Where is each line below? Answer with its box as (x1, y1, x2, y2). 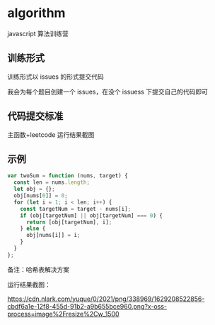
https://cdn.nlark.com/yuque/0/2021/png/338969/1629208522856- (7, 294, 205, 303)
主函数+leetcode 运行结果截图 (7, 130, 95, 139)
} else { (20, 225, 46, 232)
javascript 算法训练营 (7, 29, 69, 38)
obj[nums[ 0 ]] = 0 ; (13, 192, 69, 199)
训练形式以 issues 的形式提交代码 (7, 72, 104, 81)
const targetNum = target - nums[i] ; (20, 205, 132, 212)
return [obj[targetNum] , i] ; (25, 219, 112, 226)
